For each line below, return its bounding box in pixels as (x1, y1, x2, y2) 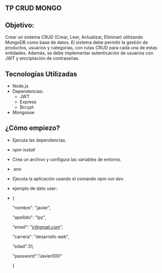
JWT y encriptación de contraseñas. (5, 55, 80, 61)
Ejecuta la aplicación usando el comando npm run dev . (12, 175, 125, 181)
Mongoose (12, 110, 35, 116)
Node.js (12, 83, 29, 89)
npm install (12, 146, 35, 152)
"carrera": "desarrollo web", (12, 234, 70, 240)
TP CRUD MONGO (5, 4, 62, 12)
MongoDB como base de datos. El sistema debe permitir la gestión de (5, 39, 148, 45)
